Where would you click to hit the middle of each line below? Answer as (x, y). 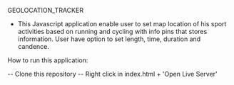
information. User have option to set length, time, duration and (109, 39)
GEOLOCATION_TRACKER (46, 10)
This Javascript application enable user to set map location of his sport (122, 24)
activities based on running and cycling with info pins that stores (112, 32)
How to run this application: (48, 60)
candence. (34, 46)
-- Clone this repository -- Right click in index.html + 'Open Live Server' (112, 74)
